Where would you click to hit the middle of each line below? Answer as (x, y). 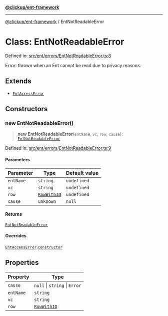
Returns (14, 214)
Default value (82, 173)
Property (18, 276)
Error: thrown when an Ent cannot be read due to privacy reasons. (73, 65)
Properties (22, 263)
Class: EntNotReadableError (65, 42)
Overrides (16, 236)
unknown (47, 201)
